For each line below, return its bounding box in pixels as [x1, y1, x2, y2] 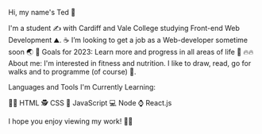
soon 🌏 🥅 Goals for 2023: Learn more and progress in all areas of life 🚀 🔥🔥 [8, 48, 254, 56]
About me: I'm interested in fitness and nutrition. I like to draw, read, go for [8, 59, 252, 67]
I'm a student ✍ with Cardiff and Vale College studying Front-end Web [8, 24, 241, 33]
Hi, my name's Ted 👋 [8, 8, 76, 17]
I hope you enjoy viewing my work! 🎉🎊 [8, 117, 133, 126]
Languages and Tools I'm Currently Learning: [8, 82, 156, 91]
